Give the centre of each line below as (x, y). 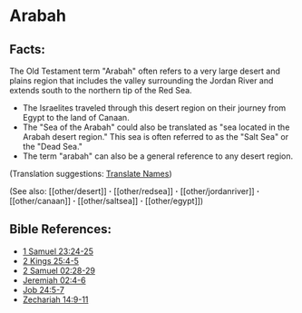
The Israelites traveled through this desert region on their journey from (154, 108)
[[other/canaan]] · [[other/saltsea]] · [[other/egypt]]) (107, 201)
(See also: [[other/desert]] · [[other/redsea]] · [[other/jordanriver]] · (135, 191)
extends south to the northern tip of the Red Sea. (101, 90)
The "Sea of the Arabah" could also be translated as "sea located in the (156, 127)
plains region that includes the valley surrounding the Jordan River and (141, 81)
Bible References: (60, 229)
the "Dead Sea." (53, 147)
